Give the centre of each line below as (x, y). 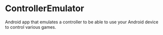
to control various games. (31, 27)
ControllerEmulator (45, 9)
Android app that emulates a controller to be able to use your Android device (82, 22)
